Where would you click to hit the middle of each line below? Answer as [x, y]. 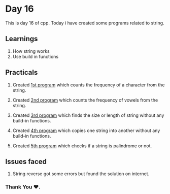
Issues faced [26, 161]
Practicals [22, 72]
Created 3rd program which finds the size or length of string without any [88, 115]
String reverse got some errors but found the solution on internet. [81, 174]
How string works [31, 51]
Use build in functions [36, 56]
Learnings [22, 39]
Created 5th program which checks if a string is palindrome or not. [82, 146]
